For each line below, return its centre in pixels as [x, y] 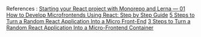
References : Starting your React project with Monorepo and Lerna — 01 [96, 9]
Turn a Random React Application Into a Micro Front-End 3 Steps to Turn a [98, 21]
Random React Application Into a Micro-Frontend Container [80, 27]
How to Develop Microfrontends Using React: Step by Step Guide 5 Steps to [101, 15]
